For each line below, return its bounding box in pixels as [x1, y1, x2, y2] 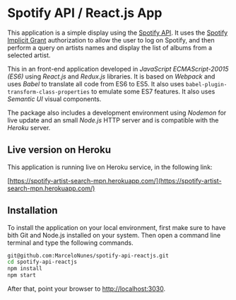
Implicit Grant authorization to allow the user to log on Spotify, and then [7, 35, 215, 44]
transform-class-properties [7, 88, 90, 96]
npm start [7, 272, 37, 279]
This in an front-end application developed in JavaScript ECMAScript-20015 [7, 64, 229, 73]
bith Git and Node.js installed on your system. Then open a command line [7, 231, 221, 239]
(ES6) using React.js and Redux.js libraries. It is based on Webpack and [7, 72, 216, 81]
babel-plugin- [186, 81, 228, 88]
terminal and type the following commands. [7, 238, 134, 247]
